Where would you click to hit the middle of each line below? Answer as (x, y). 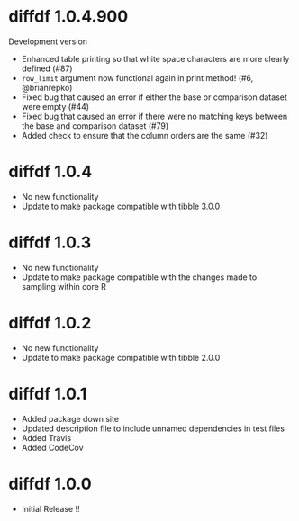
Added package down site (70, 418)
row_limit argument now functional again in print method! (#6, (137, 77)
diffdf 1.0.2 (50, 323)
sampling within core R (64, 286)
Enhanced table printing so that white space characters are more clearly (155, 58)
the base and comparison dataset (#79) (95, 126)
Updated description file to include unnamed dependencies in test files (153, 428)
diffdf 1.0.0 (50, 484)
